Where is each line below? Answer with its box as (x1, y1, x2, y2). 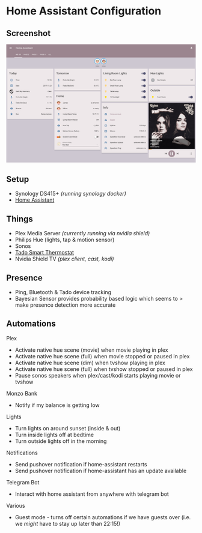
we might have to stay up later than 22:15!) (14, 520, 121, 527)
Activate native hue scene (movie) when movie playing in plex (14, 346, 168, 354)
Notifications (6, 449, 38, 456)
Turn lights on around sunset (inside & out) (14, 424, 121, 432)
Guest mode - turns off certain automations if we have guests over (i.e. (14, 513, 191, 520)
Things (6, 214, 33, 224)
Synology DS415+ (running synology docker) (14, 190, 126, 197)
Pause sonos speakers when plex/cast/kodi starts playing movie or (14, 372, 181, 379)
